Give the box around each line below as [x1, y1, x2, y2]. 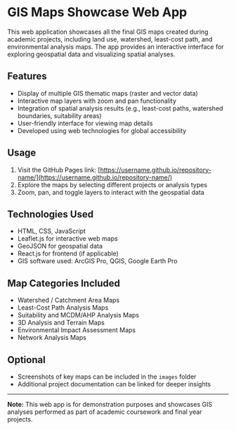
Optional [7, 353, 46, 366]
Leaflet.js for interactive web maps [17, 234, 118, 243]
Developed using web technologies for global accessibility [17, 126, 187, 134]
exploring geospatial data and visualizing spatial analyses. [7, 50, 176, 58]
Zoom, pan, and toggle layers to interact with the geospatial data [17, 188, 205, 196]
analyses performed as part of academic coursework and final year [7, 407, 202, 416]
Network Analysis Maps [17, 334, 86, 342]
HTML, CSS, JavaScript [17, 227, 86, 236]
